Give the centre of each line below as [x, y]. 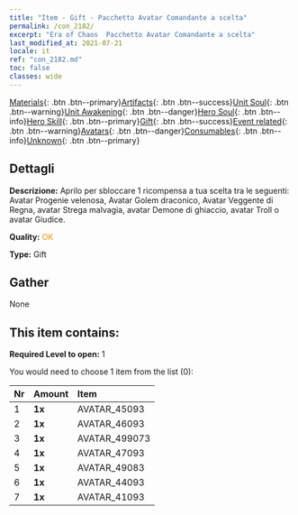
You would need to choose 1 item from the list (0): [101, 372]
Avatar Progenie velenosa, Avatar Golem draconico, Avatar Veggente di [141, 200]
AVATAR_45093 [111, 409]
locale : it [30, 51]
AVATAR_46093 [111, 424]
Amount [51, 394]
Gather [29, 282]
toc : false [30, 69]
